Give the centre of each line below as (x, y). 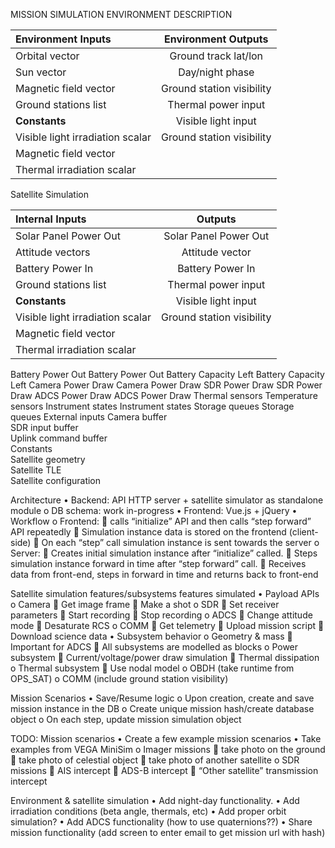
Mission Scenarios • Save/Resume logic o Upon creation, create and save (162, 698)
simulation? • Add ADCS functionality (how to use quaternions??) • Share (161, 822)
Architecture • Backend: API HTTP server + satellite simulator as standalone (167, 500)
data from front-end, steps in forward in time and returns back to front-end (164, 574)
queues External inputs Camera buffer (89, 417)
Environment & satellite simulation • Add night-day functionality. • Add (155, 800)
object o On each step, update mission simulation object (126, 719)
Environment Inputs (63, 39)
